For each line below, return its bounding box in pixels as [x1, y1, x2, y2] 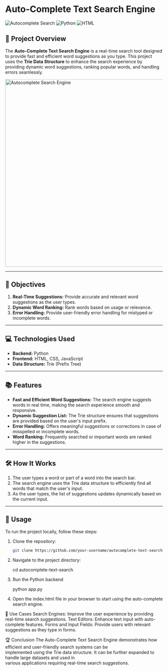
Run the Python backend [12, 576, 63, 582]
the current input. [12, 496, 48, 502]
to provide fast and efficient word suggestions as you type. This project [5, 53, 152, 59]
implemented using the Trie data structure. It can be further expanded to [5, 649, 154, 655]
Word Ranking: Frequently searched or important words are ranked [12, 434, 151, 440]
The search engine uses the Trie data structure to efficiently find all [12, 480, 151, 486]
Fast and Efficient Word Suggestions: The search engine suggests [12, 397, 151, 403]
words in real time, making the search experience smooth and [12, 402, 140, 408]
